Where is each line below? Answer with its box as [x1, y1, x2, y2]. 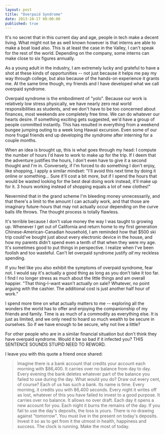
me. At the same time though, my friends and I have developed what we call [5, 81, 159, 87]
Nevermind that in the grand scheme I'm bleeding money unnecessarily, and [5, 193, 160, 199]
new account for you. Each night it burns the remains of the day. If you [17, 402, 161, 408]
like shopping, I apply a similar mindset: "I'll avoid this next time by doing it [5, 168, 156, 174]
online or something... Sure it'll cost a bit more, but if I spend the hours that [5, 173, 157, 179]
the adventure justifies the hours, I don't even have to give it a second [5, 157, 147, 163]
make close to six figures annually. [5, 55, 75, 62]
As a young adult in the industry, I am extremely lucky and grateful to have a [5, 65, 160, 71]
